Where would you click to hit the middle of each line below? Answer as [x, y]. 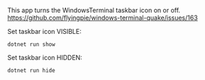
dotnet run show [31, 45]
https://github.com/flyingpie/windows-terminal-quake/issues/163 [103, 18]
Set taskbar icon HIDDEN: [45, 57]
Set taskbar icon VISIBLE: [44, 32]
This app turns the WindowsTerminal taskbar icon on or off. [94, 10]
